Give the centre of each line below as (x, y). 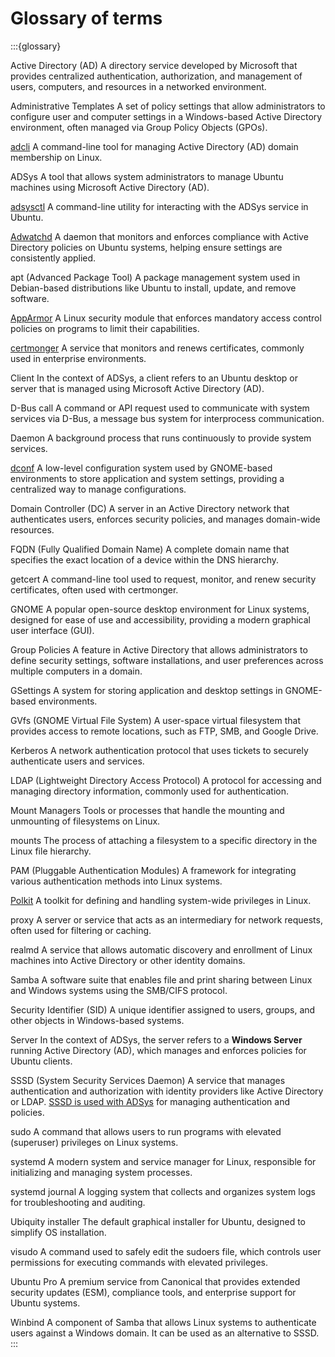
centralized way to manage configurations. (98, 489)
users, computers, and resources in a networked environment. (138, 86)
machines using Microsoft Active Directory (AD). (110, 187)
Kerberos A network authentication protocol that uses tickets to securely (159, 750)
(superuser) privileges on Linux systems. (94, 1142)
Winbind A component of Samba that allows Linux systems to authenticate (163, 1322)
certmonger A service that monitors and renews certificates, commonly (157, 348)
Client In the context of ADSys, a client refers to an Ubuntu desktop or (154, 378)
